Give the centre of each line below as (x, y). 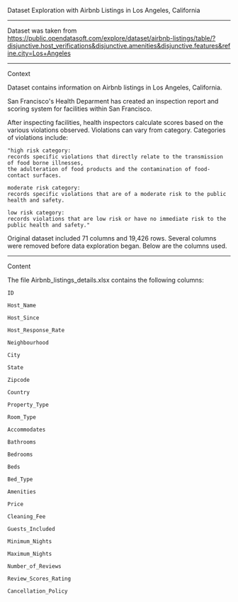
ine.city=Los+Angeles (39, 53)
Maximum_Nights (30, 554)
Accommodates (27, 429)
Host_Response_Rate (36, 330)
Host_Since (23, 318)
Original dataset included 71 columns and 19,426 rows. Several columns (112, 238)
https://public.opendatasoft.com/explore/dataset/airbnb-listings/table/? (112, 38)
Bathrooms (22, 442)
